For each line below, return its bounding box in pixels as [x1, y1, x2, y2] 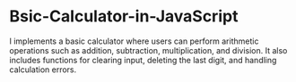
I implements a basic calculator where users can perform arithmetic [9, 36, 259, 46]
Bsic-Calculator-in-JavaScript [9, 6, 239, 27]
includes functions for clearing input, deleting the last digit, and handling [9, 54, 277, 65]
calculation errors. [9, 64, 77, 75]
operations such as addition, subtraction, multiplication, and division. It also [9, 45, 288, 55]
